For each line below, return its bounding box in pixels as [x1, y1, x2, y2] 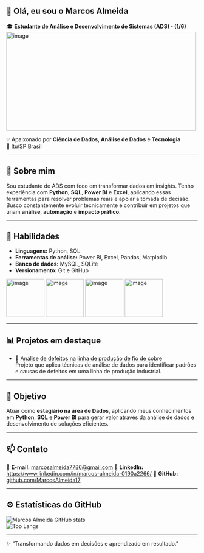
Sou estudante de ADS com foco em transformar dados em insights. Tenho [6, 182, 194, 189]
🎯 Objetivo [6, 391, 47, 401]
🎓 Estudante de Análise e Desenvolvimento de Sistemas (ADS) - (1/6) [6, 23, 186, 30]
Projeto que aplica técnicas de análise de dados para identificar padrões [15, 361, 197, 368]
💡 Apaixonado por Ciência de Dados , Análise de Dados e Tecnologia [6, 135, 181, 143]
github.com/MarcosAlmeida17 [6, 476, 81, 484]
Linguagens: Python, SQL [15, 247, 81, 255]
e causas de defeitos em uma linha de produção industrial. [15, 368, 162, 375]
